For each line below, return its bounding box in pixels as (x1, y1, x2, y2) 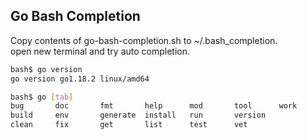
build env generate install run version (10, 110, 267, 121)
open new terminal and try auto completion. (10, 45, 191, 57)
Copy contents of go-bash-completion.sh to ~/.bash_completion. (10, 34, 278, 46)
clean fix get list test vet (10, 120, 248, 130)
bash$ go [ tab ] (10, 92, 74, 102)
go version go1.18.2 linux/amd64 (10, 74, 150, 84)
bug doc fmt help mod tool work (10, 101, 298, 111)
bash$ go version (10, 64, 83, 74)
